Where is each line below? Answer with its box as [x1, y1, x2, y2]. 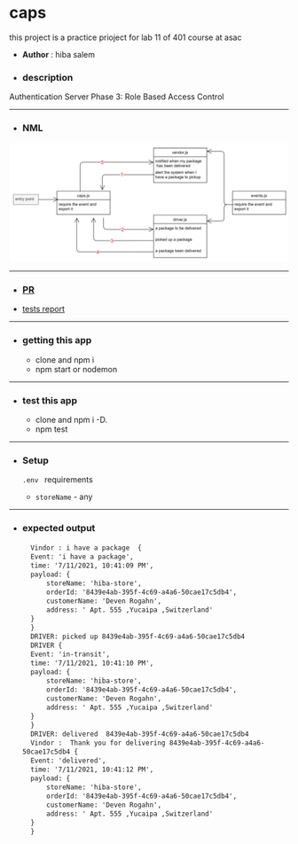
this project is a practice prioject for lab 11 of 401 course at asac [9, 32, 242, 43]
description [21, 71, 74, 83]
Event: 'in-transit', [30, 650, 111, 659]
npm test [35, 424, 68, 434]
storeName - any [35, 491, 93, 503]
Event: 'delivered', [30, 756, 106, 765]
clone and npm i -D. [35, 415, 108, 426]
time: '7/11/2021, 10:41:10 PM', [30, 659, 154, 668]
